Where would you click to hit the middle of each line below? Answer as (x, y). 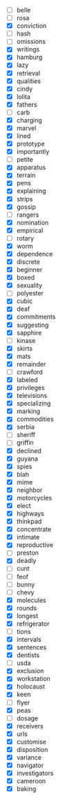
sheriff (26, 435)
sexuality (29, 286)
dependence (35, 254)
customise (31, 741)
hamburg (29, 57)
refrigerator (33, 624)
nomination (33, 222)
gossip (26, 207)
